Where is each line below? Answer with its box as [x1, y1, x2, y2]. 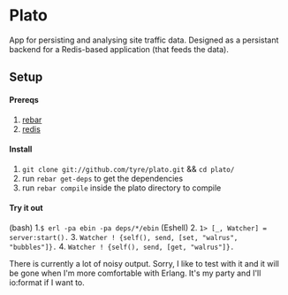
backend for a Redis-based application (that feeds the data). [9, 43, 230, 54]
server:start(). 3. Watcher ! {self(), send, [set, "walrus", [9, 231, 239, 242]
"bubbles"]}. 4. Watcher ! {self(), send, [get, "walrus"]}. [9, 241, 235, 252]
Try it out [9, 203, 43, 213]
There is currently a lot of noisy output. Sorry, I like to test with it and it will [9, 258, 280, 268]
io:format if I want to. [9, 276, 86, 288]
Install [9, 144, 33, 155]
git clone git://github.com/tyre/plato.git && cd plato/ [21, 163, 235, 174]
